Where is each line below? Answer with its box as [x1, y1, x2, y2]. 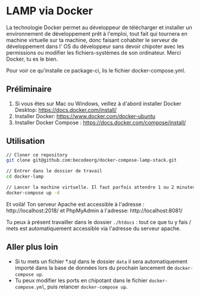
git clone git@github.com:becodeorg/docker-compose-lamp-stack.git [6, 158, 177, 163]
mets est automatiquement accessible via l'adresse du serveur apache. [6, 225, 181, 232]
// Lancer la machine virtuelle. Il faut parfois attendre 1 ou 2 [6, 184, 174, 191]
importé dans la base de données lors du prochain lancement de [14, 264, 174, 271]
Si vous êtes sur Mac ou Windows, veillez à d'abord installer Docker [14, 100, 182, 107]
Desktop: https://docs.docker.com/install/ [14, 106, 117, 114]
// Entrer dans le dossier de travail [6, 168, 102, 174]
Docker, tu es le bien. [6, 55, 58, 62]
